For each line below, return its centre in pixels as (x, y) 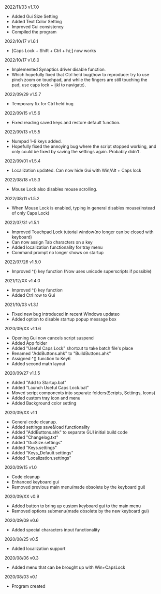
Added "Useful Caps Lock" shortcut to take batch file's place (72, 348)
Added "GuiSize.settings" (37, 442)
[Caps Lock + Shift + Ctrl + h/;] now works (54, 51)
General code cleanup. (34, 422)
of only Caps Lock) (30, 213)
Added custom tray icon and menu (46, 398)
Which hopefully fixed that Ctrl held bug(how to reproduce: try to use (80, 74)
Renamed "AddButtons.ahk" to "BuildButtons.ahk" (61, 353)
